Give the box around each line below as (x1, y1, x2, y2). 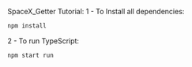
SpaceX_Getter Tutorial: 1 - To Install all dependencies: (7, 7, 185, 16)
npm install (7, 22, 47, 30)
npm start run (7, 51, 55, 59)
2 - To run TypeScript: (7, 35, 80, 46)
